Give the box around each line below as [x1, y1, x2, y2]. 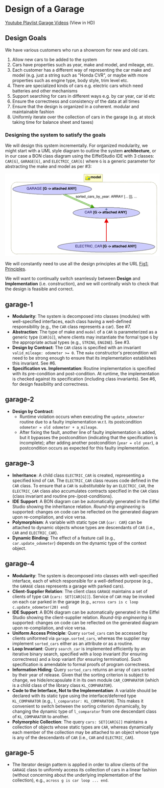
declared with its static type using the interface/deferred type [12, 693, 137, 699]
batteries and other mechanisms [12, 87, 78, 94]
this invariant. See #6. [12, 360, 56, 366]
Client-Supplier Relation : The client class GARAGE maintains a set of [12, 588, 148, 594]
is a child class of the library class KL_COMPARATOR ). [12, 682, 114, 688]
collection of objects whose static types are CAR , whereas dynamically [12, 724, 153, 730]
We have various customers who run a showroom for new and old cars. [5, 47, 149, 53]
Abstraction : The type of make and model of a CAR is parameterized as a [12, 329, 158, 335]
